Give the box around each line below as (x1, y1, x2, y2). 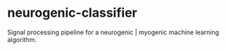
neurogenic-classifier (7, 5, 137, 21)
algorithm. (7, 35, 37, 43)
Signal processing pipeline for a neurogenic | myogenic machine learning (7, 28, 220, 36)
